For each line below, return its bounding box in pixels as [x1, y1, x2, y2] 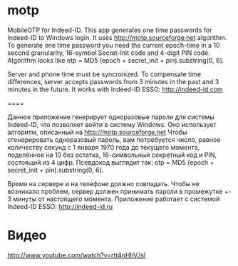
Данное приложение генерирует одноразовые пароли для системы [7, 113, 215, 121]
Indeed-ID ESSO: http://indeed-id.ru [7, 202, 113, 210]
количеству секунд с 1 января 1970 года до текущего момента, [7, 143, 200, 151]
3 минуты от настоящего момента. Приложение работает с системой [7, 195, 220, 203]
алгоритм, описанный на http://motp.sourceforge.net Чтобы [7, 128, 187, 136]
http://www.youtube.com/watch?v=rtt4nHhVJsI [7, 250, 146, 259]
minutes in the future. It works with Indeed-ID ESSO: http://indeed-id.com [7, 85, 223, 93]
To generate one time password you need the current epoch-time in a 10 [7, 41, 220, 49]
